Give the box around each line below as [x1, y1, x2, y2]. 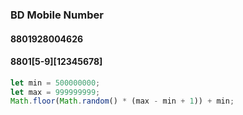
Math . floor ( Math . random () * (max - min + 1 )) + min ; [10, 96, 235, 107]
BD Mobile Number [10, 8, 104, 22]
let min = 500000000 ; [10, 78, 101, 88]
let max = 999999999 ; [10, 87, 101, 97]
